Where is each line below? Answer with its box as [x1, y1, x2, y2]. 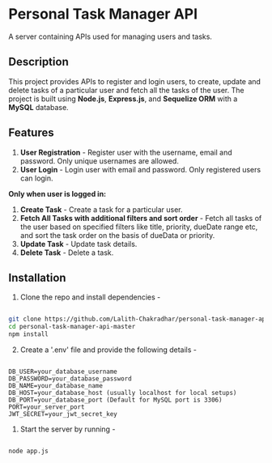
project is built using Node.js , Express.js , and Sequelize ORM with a [8, 94, 238, 104]
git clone [8, 315, 42, 324]
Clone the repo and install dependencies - [19, 292, 161, 302]
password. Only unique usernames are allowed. [19, 155, 180, 166]
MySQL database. [8, 102, 69, 112]
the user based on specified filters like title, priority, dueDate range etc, [19, 222, 258, 231]
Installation [8, 270, 66, 284]
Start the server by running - [19, 424, 116, 434]
